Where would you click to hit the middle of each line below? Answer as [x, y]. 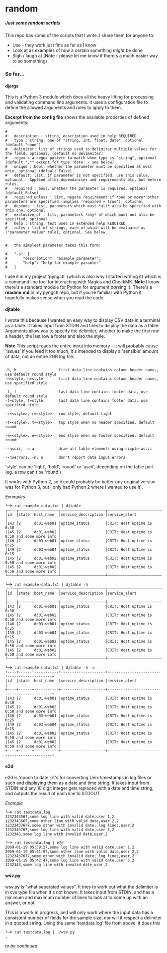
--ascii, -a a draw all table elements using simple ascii [79, 449]
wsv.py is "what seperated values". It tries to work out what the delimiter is [82, 887]
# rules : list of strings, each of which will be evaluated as [75, 228]
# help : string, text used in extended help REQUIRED [65, 224]
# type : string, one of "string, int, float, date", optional [74, 140]
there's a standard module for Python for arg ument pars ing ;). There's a [79, 287]
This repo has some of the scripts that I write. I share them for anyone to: [80, 35]
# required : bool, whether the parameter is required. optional [77, 189]
